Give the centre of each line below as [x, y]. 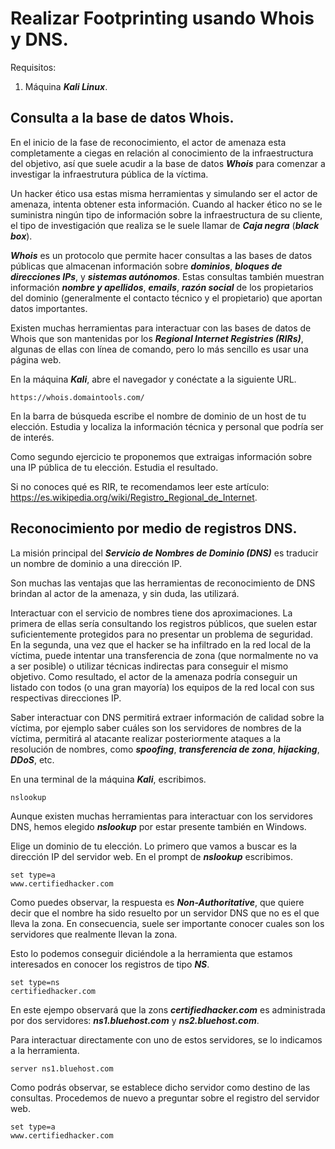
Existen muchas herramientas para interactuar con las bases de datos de [161, 328]
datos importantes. [49, 308]
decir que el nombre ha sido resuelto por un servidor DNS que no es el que [165, 913]
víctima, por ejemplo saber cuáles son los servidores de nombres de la [156, 728]
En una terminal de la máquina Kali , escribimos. [108, 779]
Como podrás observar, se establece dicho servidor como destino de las [160, 1087]
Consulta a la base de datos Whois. [122, 118]
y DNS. [39, 39]
